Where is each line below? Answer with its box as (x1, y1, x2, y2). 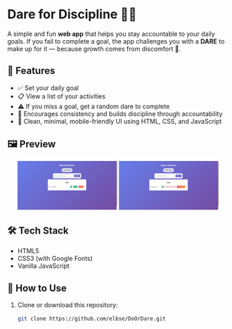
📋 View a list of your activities (17, 91, 105, 101)
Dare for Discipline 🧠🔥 (7, 6, 137, 22)
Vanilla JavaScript (17, 262, 70, 270)
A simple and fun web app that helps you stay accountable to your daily (7, 30, 216, 38)
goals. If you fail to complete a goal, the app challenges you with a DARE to (7, 37, 225, 45)
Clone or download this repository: (17, 300, 118, 309)
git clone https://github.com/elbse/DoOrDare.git (17, 315, 167, 322)
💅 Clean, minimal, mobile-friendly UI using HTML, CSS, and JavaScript (17, 117, 222, 125)
